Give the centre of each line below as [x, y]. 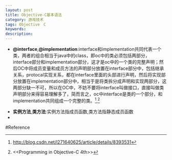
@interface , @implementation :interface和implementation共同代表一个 [87, 49]
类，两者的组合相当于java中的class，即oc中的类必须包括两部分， [81, 55]
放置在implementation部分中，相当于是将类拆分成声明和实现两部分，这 [92, 81]
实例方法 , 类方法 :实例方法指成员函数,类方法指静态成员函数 [73, 111]
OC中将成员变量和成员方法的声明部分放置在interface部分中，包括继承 [91, 68]
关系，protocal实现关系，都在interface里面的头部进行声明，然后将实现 [87, 75]
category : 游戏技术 [25, 19]
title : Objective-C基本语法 [34, 15]
